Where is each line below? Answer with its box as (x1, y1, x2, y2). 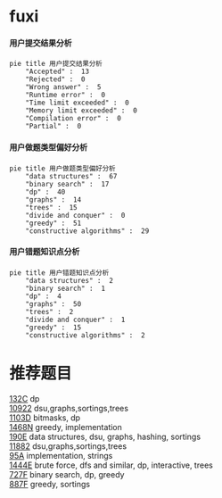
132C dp (9, 393, 40, 403)
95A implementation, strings (9, 450, 113, 461)
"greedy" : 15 (25, 323, 82, 332)
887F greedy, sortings (9, 478, 91, 489)
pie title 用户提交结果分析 (9, 60, 103, 69)
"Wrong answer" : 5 (25, 83, 102, 92)
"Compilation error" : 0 (25, 114, 122, 123)
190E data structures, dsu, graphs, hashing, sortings (9, 431, 201, 442)
